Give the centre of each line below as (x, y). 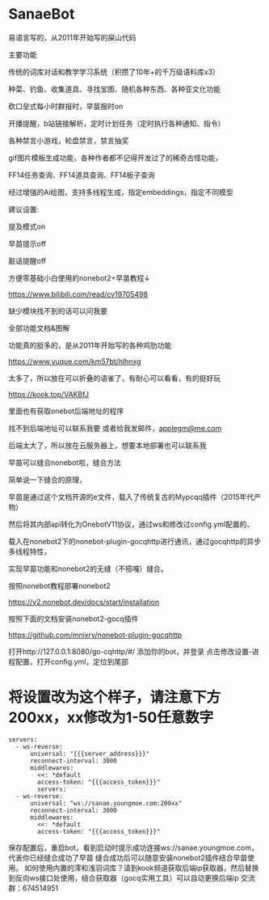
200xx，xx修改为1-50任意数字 (111, 718)
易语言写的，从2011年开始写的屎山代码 (72, 37)
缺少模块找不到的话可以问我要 (58, 311)
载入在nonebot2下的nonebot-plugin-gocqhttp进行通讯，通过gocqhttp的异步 (135, 541)
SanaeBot (42, 14)
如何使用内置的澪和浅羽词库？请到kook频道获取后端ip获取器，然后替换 (141, 868)
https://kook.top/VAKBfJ (49, 394)
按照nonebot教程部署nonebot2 (59, 585)
